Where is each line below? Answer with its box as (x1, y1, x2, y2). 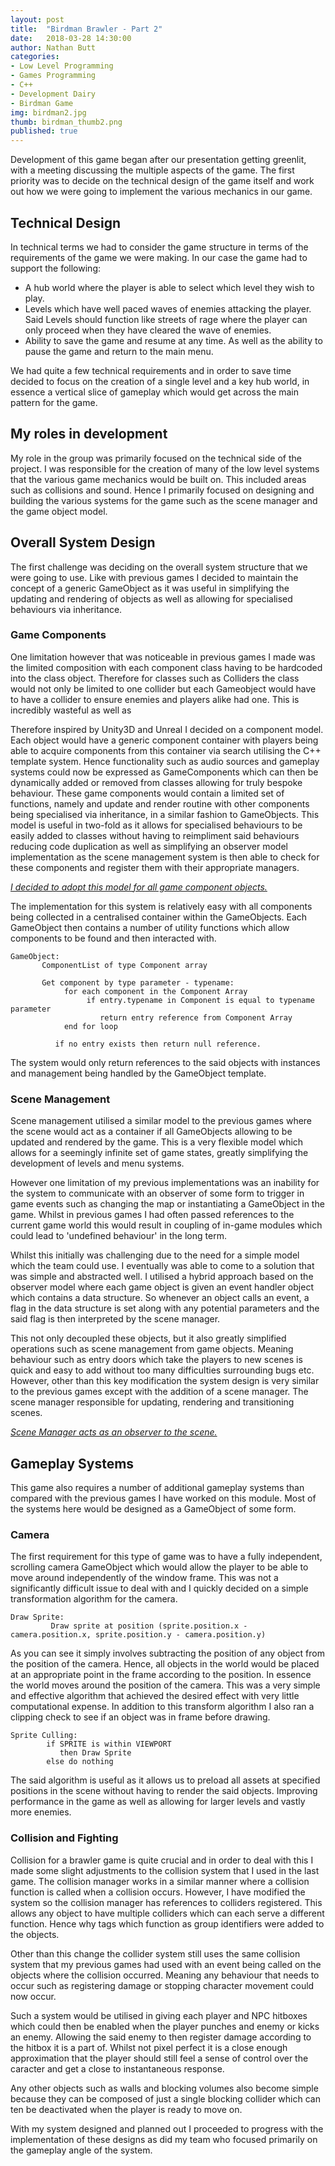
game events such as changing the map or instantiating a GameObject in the (10, 1198, 325, 1210)
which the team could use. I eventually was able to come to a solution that (10, 1260, 315, 1272)
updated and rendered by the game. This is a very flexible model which (10, 1136, 304, 1148)
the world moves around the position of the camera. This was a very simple (10, 1679, 321, 1691)
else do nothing (46, 1757, 114, 1767)
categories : (10, 52, 60, 62)
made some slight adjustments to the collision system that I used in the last (10, 1864, 320, 1876)
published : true (10, 126, 78, 136)
